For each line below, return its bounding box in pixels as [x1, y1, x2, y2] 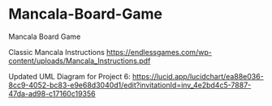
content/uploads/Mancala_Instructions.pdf [8, 56, 151, 66]
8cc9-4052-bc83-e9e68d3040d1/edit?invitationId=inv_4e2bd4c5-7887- [8, 80, 252, 90]
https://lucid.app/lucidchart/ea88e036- [132, 71, 264, 81]
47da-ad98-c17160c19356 [8, 88, 96, 98]
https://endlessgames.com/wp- [106, 47, 213, 57]
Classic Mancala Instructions [8, 47, 106, 57]
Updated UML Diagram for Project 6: [8, 71, 132, 81]
